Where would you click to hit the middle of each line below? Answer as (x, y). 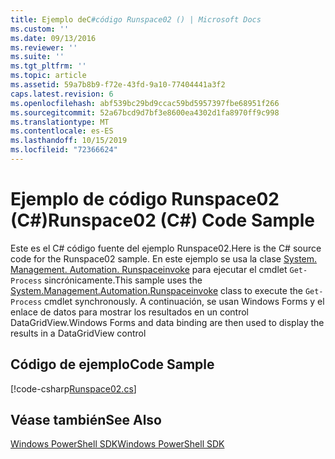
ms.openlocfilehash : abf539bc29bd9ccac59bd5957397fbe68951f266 (145, 103)
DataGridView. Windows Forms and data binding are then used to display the (167, 322)
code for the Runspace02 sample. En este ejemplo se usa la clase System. (164, 258)
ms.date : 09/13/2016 (53, 38)
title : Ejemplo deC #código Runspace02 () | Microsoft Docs (136, 19)
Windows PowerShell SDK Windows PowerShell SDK (117, 444)
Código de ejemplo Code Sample (112, 364)
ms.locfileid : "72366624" (64, 150)
